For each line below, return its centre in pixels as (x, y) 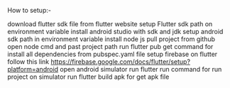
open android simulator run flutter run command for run (141, 69)
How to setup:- (29, 10)
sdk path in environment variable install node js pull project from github (111, 39)
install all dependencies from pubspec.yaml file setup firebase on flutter (113, 54)
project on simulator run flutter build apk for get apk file (88, 77)
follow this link (28, 62)
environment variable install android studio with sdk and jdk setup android (115, 32)
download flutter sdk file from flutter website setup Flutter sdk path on (110, 24)
